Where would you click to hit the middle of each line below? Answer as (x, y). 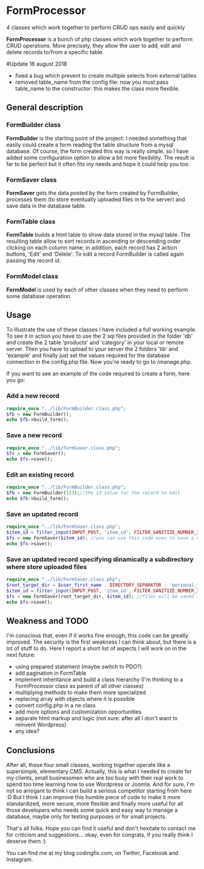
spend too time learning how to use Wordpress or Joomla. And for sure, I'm (100, 785)
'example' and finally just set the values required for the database (88, 355)
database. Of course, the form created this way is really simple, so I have (97, 151)
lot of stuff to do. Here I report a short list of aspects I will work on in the (97, 649)
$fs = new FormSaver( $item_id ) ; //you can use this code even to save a (100, 538)
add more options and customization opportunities (78, 712)
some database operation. (39, 296)
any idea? (27, 731)
